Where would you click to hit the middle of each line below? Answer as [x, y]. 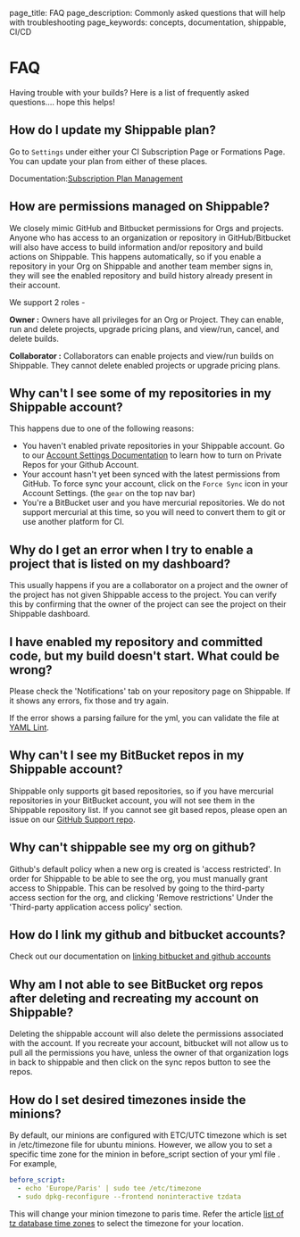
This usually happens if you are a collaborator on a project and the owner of [149, 585]
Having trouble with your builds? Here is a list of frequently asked [129, 92]
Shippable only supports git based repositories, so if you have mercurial [142, 791]
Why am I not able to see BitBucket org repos [136, 984]
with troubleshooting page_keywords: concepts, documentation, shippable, [148, 22]
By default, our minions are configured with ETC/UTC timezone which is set [148, 1135]
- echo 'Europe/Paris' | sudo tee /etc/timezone [109, 1188]
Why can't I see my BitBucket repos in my [127, 755]
